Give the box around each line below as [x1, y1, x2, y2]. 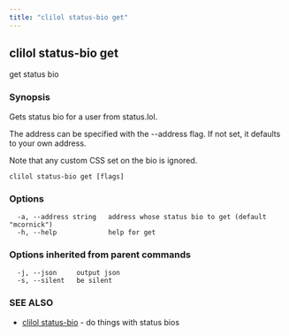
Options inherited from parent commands [9, 248, 192, 261]
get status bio [9, 69, 59, 80]
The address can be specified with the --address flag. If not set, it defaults [9, 128, 281, 139]
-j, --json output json [17, 269, 121, 278]
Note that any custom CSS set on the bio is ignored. [9, 155, 198, 165]
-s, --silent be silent [17, 276, 113, 286]
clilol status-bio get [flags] [9, 172, 125, 181]
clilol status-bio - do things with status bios [21, 317, 179, 327]
